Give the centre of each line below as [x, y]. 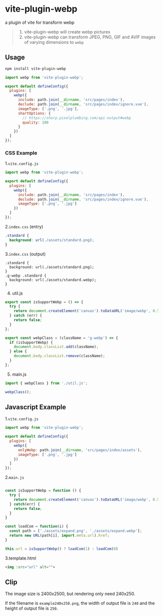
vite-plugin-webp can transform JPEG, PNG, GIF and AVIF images [90, 37]
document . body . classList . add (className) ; [56, 347]
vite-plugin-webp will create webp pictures [67, 32]
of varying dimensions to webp [54, 42]
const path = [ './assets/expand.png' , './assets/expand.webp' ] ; [76, 531]
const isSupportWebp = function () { [43, 491]
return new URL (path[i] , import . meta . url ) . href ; [59, 536]
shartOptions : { [34, 113]
